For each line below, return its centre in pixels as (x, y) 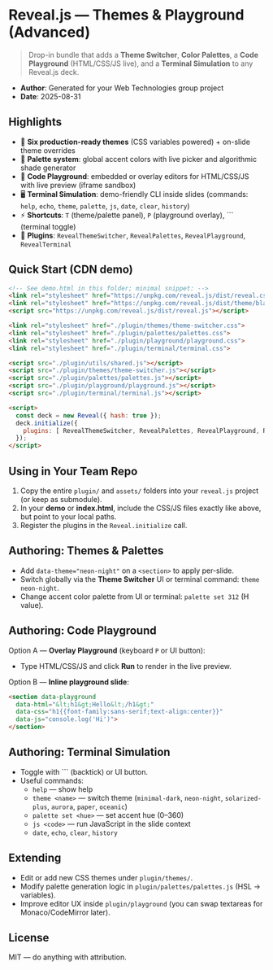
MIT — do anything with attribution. (68, 957)
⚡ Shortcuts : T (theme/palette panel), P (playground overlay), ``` (127, 215)
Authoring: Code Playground (82, 631)
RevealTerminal (46, 245)
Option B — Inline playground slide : (69, 682)
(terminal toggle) (48, 226)
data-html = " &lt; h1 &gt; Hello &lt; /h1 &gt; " (85, 704)
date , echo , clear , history (75, 832)
